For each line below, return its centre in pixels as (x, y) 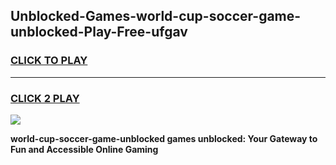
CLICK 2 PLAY (45, 98)
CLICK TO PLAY (49, 61)
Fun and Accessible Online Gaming (84, 149)
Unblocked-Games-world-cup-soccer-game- (156, 16)
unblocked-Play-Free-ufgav (99, 32)
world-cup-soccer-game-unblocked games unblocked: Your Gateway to (164, 138)
